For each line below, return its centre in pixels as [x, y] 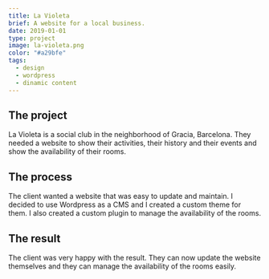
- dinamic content [47, 83]
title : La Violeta [39, 16]
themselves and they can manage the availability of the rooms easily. [122, 266]
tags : [17, 61]
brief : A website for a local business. [77, 23]
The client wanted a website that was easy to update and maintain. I [121, 196]
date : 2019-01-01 [37, 30]
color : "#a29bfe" [37, 53]
